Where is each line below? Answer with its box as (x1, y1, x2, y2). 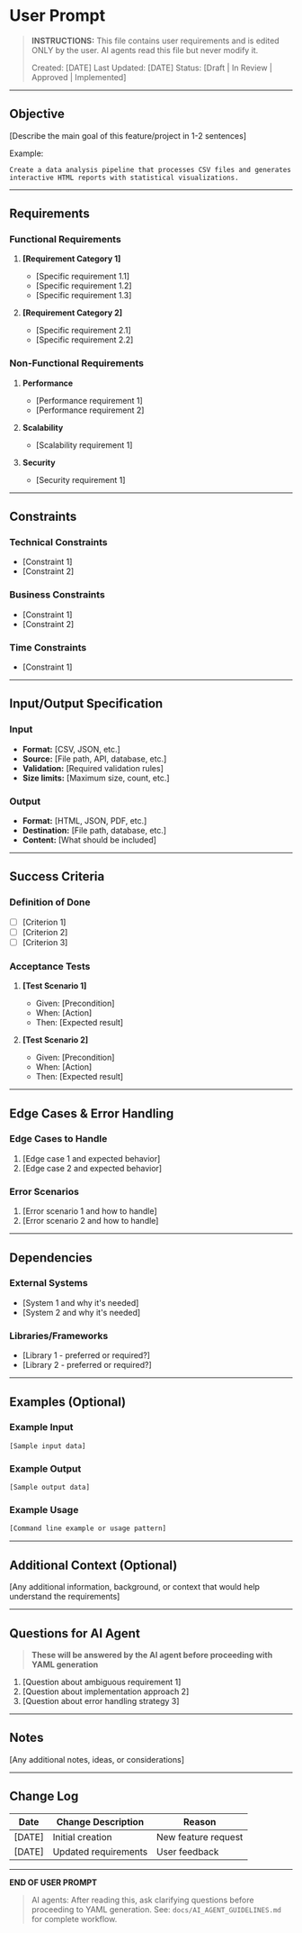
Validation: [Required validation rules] (22, 762, 164, 773)
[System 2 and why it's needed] (22, 1307, 141, 1318)
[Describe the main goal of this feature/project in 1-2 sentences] (9, 130, 247, 141)
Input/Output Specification (9, 696, 164, 712)
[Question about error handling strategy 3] (22, 1695, 180, 1706)
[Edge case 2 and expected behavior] (22, 1163, 163, 1173)
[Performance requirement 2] (35, 405, 145, 415)
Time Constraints (9, 641, 87, 653)
